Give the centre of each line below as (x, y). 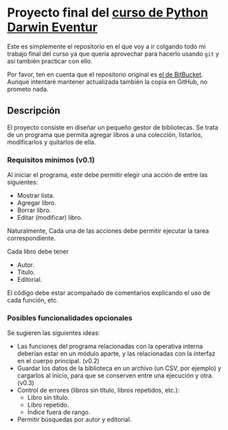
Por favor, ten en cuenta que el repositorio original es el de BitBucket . (105, 74)
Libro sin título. (48, 398)
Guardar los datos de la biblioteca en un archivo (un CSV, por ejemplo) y (119, 368)
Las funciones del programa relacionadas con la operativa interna (110, 347)
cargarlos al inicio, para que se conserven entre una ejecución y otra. (115, 376)
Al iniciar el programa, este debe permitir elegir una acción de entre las (107, 175)
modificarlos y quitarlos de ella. (52, 142)
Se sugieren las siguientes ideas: (54, 333)
